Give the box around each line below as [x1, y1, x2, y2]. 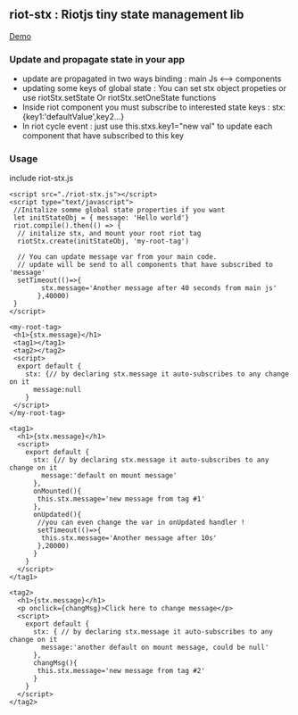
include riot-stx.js [9, 173, 74, 184]
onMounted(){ [32, 486, 82, 496]
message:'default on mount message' [41, 471, 178, 480]
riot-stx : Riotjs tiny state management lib [9, 7, 244, 22]
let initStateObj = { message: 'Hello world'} [12, 213, 190, 222]
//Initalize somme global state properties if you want [12, 205, 226, 215]
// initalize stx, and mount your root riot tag [17, 229, 202, 238]
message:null [32, 386, 82, 395]
